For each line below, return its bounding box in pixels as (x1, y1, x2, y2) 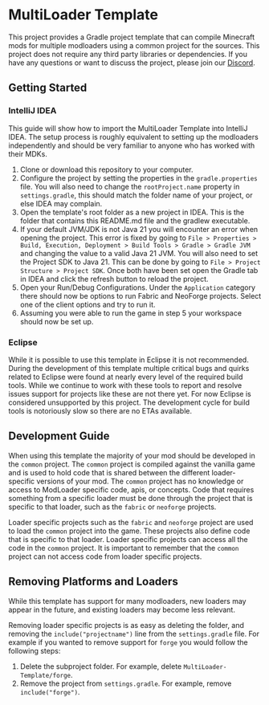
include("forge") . (19, 687, 80, 696)
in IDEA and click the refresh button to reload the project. (19, 274, 209, 283)
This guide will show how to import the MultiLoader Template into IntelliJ (8, 123, 248, 133)
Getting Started (8, 81, 88, 95)
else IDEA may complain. (19, 198, 103, 208)
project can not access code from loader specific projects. (8, 552, 202, 561)
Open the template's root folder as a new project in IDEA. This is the (19, 207, 245, 217)
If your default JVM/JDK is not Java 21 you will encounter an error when (19, 224, 259, 234)
